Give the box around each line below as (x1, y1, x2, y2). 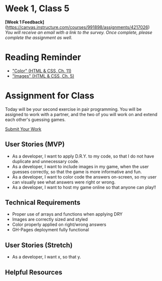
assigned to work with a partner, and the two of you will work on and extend (5, 111, 158, 117)
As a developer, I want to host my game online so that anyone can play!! (12, 184, 157, 190)
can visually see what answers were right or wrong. (12, 179, 116, 185)
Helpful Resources (5, 268, 62, 276)
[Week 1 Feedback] (5, 19, 45, 25)
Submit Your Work (5, 126, 41, 132)
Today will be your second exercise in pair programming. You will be (5, 106, 142, 112)
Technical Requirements (5, 199, 81, 207)
